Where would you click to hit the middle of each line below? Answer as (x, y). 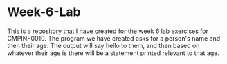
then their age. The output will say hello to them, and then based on (103, 45)
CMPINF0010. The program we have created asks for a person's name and (113, 38)
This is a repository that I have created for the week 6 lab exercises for (108, 31)
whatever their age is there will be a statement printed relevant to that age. (113, 53)
